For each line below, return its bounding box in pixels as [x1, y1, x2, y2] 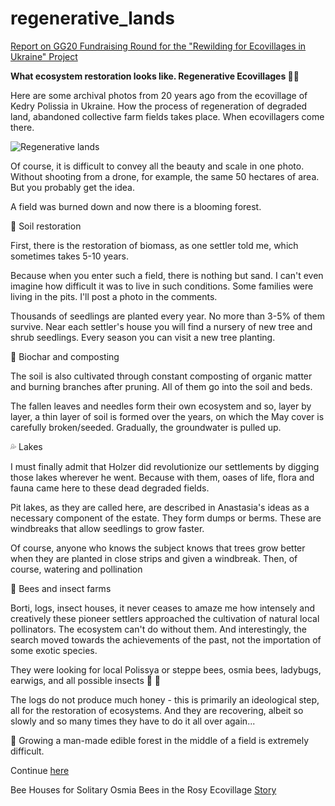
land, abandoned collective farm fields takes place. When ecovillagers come [10, 110, 325, 122]
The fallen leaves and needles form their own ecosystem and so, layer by [10, 400, 312, 412]
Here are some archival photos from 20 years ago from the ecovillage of [10, 89, 308, 101]
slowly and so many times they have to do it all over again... [10, 715, 256, 727]
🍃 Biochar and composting [10, 350, 120, 362]
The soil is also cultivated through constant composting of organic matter [10, 370, 313, 382]
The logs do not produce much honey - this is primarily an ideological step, [10, 693, 320, 706]
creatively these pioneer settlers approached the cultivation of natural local [10, 612, 320, 624]
